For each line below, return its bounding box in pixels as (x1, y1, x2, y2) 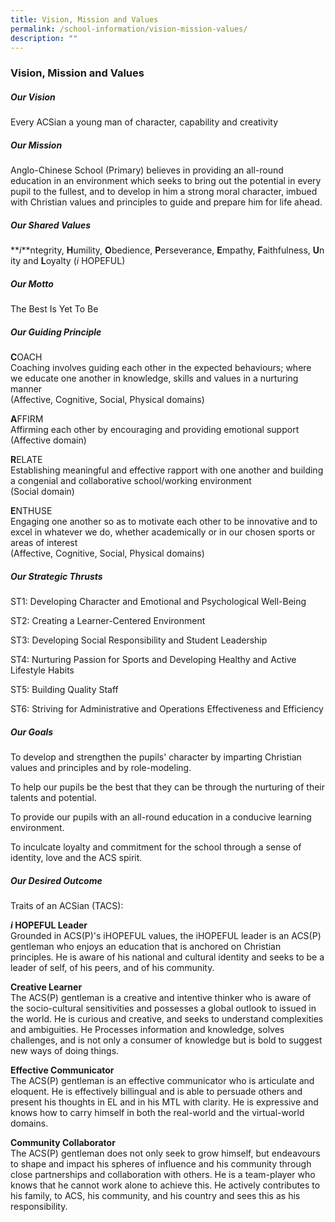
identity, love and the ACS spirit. (10, 852, 143, 864)
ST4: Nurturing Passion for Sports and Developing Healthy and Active (10, 654, 297, 666)
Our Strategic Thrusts (10, 570, 103, 582)
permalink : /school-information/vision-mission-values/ (10, 24, 248, 34)
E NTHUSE (10, 505, 53, 517)
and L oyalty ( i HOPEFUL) (23, 255, 126, 267)
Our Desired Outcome (10, 874, 103, 886)
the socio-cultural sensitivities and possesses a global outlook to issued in (10, 1002, 317, 1015)
